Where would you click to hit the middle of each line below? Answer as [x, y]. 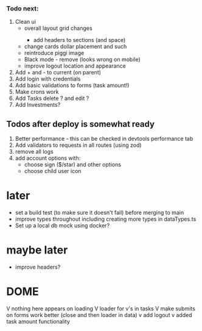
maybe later [37, 250]
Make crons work [37, 92]
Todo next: [23, 9]
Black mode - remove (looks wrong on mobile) [82, 60]
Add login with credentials [48, 79]
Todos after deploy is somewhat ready [81, 124]
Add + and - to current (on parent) [58, 73]
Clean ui [26, 22]
